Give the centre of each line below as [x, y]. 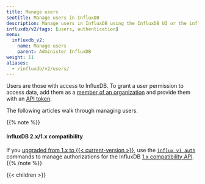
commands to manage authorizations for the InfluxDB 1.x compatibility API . [100, 157]
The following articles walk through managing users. [72, 111]
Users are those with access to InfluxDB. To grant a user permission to [95, 86]
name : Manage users [42, 46]
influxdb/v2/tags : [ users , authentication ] [63, 29]
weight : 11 [20, 57]
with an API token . [29, 99]
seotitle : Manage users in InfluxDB [53, 18]
